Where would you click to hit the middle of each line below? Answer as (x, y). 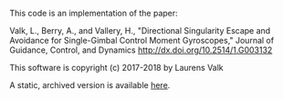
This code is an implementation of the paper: (94, 13)
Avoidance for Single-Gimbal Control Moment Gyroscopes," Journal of (142, 40)
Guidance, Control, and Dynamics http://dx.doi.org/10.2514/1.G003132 (141, 50)
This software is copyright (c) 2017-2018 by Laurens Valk (116, 68)
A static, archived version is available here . (90, 85)
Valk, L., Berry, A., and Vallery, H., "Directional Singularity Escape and (140, 30)
